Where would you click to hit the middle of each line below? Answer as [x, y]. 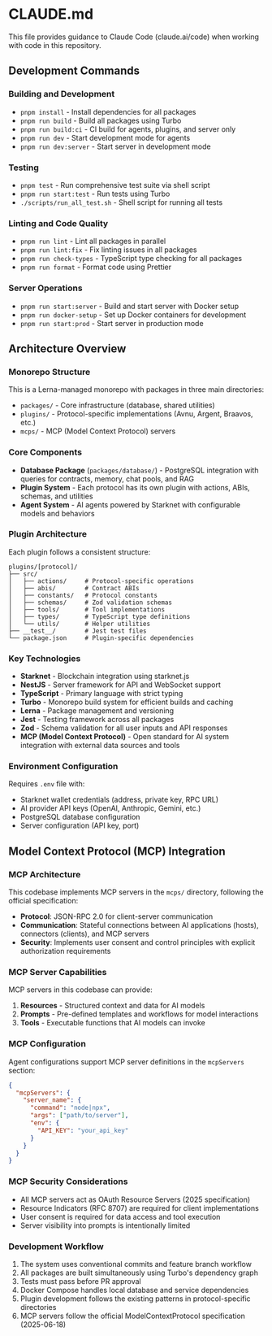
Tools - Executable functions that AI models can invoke [112, 1023]
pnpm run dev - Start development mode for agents [105, 137]
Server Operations [45, 288]
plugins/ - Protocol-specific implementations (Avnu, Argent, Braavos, [136, 414]
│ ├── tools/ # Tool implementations [86, 609]
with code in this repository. [55, 45]
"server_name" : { [52, 1100]
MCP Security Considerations [68, 1182]
